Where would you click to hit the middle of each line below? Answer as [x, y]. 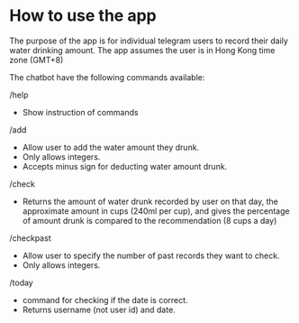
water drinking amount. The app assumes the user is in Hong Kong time [142, 50]
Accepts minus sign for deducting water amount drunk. [125, 166]
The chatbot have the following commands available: [107, 77]
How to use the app [83, 16]
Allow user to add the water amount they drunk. [111, 147]
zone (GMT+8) [36, 60]
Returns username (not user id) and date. [99, 309]
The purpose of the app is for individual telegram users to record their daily [149, 41]
